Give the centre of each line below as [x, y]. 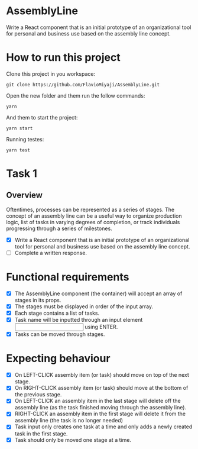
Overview [25, 196]
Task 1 [22, 174]
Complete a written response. [51, 253]
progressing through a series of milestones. [59, 228]
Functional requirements [68, 277]
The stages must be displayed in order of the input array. [84, 306]
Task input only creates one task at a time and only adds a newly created [103, 427]
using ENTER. [101, 327]
